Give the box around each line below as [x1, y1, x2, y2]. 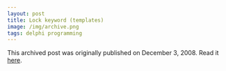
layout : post [7, 10, 45, 17]
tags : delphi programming [7, 29, 82, 37]
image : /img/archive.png [7, 23, 79, 30]
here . [7, 56, 22, 65]
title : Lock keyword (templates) [7, 17, 104, 24]
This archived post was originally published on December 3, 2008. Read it [7, 49, 219, 57]
